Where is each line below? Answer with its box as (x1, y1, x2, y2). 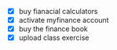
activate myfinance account (18, 16, 109, 25)
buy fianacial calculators (18, 7, 98, 16)
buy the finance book (18, 24, 88, 34)
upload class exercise (18, 33, 90, 42)
